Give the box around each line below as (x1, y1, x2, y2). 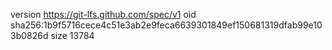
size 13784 (50, 30, 95, 41)
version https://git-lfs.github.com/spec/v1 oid (10, 9, 197, 20)
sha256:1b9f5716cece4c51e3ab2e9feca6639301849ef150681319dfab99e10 (10, 19, 323, 31)
